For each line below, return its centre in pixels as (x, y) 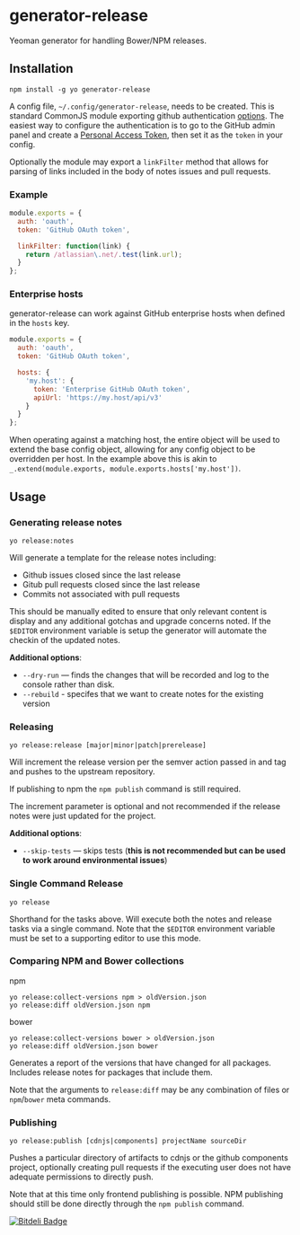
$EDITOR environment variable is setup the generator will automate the (138, 631)
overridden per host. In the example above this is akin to (113, 459)
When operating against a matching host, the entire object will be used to (145, 440)
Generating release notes (66, 522)
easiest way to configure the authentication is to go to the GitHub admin (142, 125)
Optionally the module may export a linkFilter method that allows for (139, 162)
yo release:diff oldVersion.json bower (84, 1046)
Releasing (31, 727)
